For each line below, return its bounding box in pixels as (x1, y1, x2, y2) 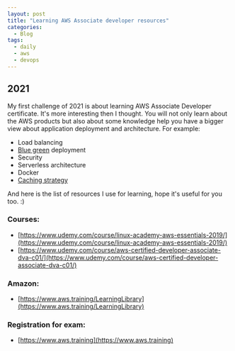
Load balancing (17, 138, 63, 146)
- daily (13, 43, 37, 50)
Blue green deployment (17, 145, 86, 154)
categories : (7, 23, 42, 30)
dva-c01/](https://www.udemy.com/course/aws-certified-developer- (17, 253, 219, 262)
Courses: (7, 214, 40, 224)
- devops (13, 57, 40, 64)
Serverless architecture (17, 160, 86, 169)
